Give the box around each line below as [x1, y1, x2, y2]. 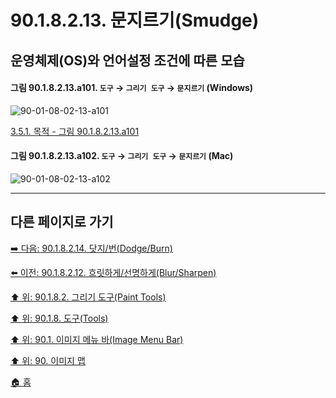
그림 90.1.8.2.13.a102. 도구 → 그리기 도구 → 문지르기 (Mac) [10, 150, 234, 162]
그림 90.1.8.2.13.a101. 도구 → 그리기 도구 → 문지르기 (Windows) [10, 82, 254, 94]
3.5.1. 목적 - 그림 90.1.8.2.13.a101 [10, 125, 140, 137]
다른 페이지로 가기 [10, 214, 114, 231]
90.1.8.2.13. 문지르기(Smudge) [10, 9, 260, 32]
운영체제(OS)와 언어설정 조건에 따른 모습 [10, 52, 245, 69]
